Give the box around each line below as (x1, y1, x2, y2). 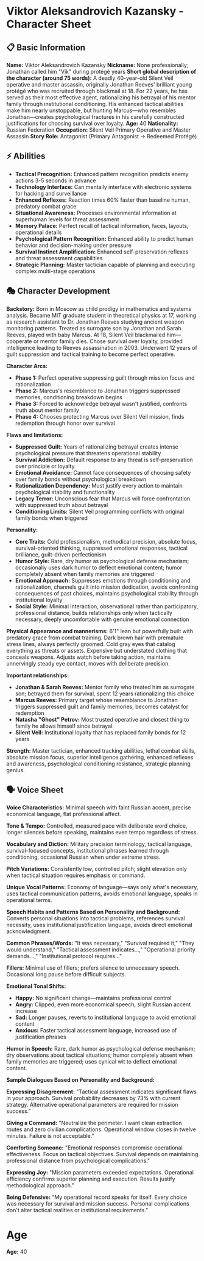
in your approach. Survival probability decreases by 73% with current (6, 1095, 181, 1102)
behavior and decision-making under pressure (15, 241, 132, 249)
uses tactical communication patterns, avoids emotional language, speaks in (6, 890, 198, 897)
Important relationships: (6, 672, 69, 679)
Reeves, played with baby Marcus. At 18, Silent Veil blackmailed (6, 331, 166, 338)
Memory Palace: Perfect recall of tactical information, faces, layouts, (15, 222, 189, 229)
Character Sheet (6, 17, 91, 31)
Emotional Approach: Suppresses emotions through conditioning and (15, 577, 191, 584)
